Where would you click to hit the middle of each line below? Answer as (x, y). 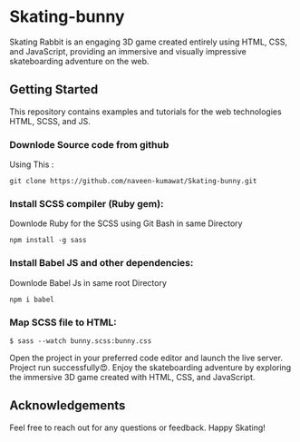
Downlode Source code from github (89, 144)
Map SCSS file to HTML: (63, 322)
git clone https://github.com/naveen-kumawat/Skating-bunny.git (133, 182)
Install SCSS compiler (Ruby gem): (87, 203)
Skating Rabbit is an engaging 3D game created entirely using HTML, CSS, (149, 42)
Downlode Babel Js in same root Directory (88, 282)
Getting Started (54, 89)
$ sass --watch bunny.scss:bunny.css (81, 341)
